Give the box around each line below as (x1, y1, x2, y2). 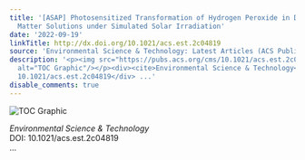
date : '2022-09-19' (9, 30, 84, 39)
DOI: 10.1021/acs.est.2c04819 (9, 132, 120, 143)
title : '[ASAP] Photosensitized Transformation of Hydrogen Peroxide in (9, 13, 290, 23)
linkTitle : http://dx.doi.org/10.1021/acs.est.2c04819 (9, 38, 221, 48)
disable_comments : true (9, 80, 100, 89)
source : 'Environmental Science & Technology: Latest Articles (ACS (9, 47, 274, 56)
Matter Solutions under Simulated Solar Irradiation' (17, 22, 225, 31)
